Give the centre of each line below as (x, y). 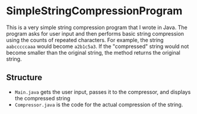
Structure (24, 77)
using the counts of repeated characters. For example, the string (85, 40)
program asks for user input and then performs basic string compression (95, 33)
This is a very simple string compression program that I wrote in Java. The (97, 27)
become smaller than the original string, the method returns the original (93, 52)
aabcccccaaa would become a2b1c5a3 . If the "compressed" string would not (98, 46)
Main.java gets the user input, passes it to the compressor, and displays (103, 92)
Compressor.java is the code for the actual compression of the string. (99, 104)
